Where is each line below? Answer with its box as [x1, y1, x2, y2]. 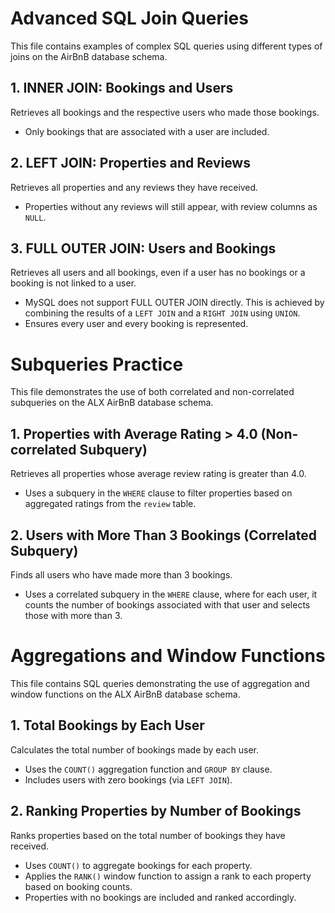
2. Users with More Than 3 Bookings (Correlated [10, 527, 317, 544]
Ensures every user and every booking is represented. [24, 318, 249, 330]
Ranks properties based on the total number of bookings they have [10, 829, 286, 841]
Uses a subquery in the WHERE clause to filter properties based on [24, 487, 293, 499]
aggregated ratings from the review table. [24, 498, 197, 510]
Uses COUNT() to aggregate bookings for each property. [24, 859, 253, 871]
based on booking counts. [24, 880, 133, 892]
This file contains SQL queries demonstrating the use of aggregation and [10, 677, 310, 689]
